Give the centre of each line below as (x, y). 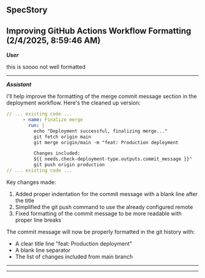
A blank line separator (43, 250)
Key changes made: (31, 182)
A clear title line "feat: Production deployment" (74, 243)
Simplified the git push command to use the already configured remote (104, 207)
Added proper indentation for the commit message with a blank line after (106, 194)
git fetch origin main (62, 137)
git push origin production (69, 165)
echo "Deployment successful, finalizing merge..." (100, 131)
